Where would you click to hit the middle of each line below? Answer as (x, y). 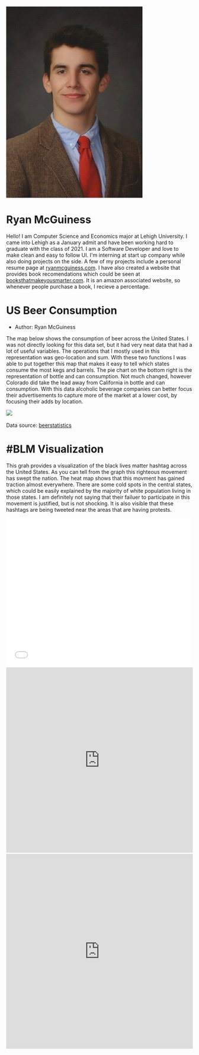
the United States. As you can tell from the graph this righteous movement (97, 471)
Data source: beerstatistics (39, 425)
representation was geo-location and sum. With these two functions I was (96, 357)
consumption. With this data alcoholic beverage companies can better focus (99, 388)
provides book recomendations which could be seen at (73, 274)
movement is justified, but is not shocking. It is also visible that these (90, 503)
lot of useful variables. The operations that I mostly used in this (83, 351)
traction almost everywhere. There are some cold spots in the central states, (99, 485)
